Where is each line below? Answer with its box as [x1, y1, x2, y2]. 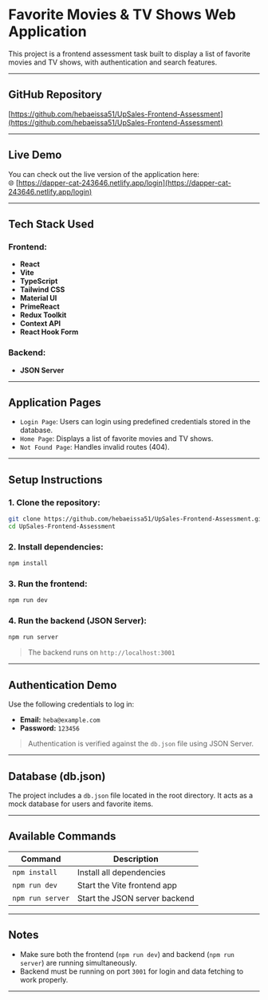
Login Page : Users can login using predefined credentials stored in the [19, 417, 251, 427]
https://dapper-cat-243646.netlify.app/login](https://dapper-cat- [18, 178, 231, 187]
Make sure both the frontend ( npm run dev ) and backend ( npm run [19, 949, 235, 959]
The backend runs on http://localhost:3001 [27, 648, 175, 657]
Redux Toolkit [19, 310, 67, 320]
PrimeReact [19, 301, 60, 312]
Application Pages [8, 396, 101, 409]
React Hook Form [19, 327, 79, 337]
